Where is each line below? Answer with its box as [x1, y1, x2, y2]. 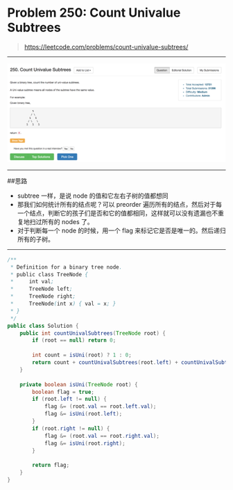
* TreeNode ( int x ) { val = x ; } [10, 301, 116, 308]
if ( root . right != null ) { [32, 425, 110, 432]
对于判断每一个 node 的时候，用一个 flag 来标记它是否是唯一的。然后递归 [17, 226, 226, 235]
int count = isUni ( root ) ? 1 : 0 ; [32, 351, 132, 359]
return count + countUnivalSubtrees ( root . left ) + [32, 359, 178, 366]
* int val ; [10, 278, 54, 285]
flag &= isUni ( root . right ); [44, 440, 126, 447]
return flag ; [32, 461, 70, 469]
